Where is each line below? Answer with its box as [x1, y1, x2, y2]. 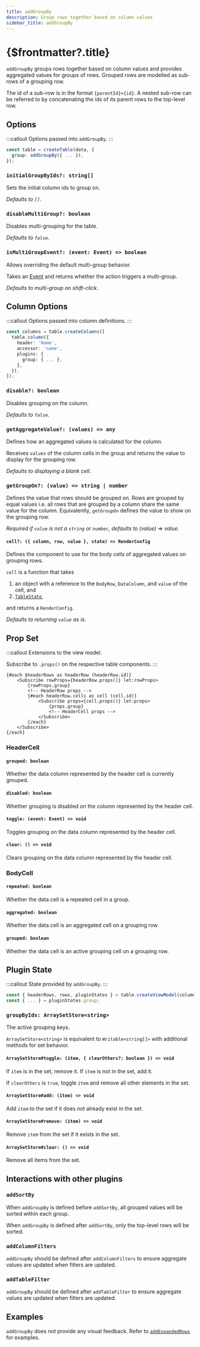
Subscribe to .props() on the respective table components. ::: [6, 660, 158, 668]
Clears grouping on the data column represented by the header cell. [6, 854, 173, 861]
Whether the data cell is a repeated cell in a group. [6, 896, 130, 903]
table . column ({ [11, 335, 49, 341]
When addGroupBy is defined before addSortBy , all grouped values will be [6, 1203, 183, 1211]
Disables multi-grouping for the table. [6, 223, 98, 230]
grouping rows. [6, 557, 43, 564]
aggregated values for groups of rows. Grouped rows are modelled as [6, 72, 177, 79]
